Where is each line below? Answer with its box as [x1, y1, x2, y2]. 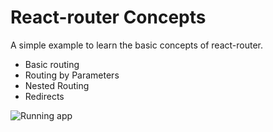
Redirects [24, 90, 65, 102]
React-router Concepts [10, 6, 207, 29]
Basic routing [24, 58, 80, 70]
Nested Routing [24, 79, 90, 91]
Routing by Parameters [24, 69, 120, 81]
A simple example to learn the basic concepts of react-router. [10, 39, 264, 51]
